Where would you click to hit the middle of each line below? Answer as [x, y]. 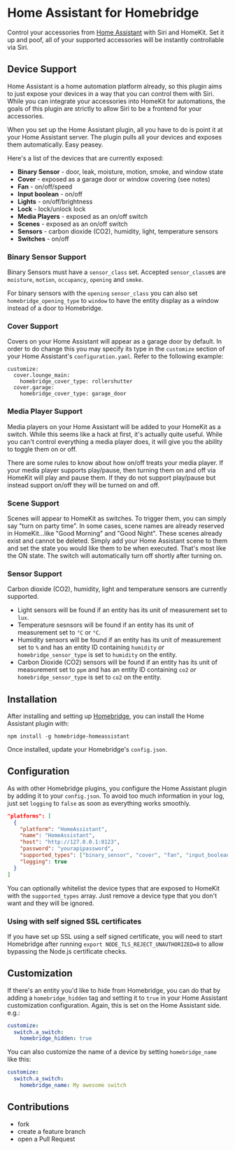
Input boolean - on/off [50, 194]
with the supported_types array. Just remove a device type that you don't [112, 895]
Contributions [38, 1107]
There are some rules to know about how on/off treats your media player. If [115, 462]
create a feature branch [51, 1131]
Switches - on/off [43, 238]
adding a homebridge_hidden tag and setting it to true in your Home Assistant [117, 998]
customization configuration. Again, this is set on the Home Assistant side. [114, 1005]
